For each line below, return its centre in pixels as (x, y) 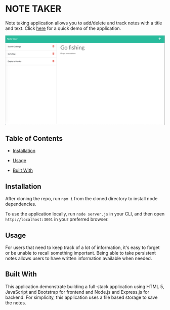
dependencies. (21, 204)
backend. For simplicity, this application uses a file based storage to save (81, 297)
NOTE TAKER (33, 9)
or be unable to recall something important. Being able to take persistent (80, 253)
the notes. (16, 302)
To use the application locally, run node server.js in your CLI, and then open (85, 214)
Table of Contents (34, 138)
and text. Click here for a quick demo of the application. (63, 28)
